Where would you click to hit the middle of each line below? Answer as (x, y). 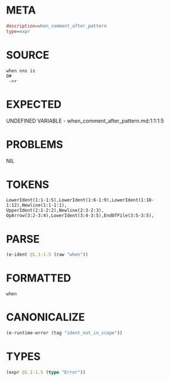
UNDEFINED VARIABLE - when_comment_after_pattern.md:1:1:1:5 (85, 121)
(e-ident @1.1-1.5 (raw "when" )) (47, 255)
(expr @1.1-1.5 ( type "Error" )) (46, 372)
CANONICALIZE (46, 317)
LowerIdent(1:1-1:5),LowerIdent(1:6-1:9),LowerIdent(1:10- (80, 200)
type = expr (18, 31)
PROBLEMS (35, 144)
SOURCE (28, 55)
